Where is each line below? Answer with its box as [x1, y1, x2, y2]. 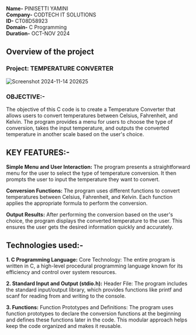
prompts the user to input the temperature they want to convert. [6, 175, 160, 182]
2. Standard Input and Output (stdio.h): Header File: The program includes [6, 280, 188, 287]
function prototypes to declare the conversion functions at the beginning [6, 310, 181, 317]
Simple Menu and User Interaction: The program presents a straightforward [6, 163, 190, 170]
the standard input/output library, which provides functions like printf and [6, 286, 183, 293]
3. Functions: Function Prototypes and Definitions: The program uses [6, 303, 174, 310]
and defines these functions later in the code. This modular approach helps [6, 316, 188, 323]
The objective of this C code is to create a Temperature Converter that [6, 106, 176, 113]
